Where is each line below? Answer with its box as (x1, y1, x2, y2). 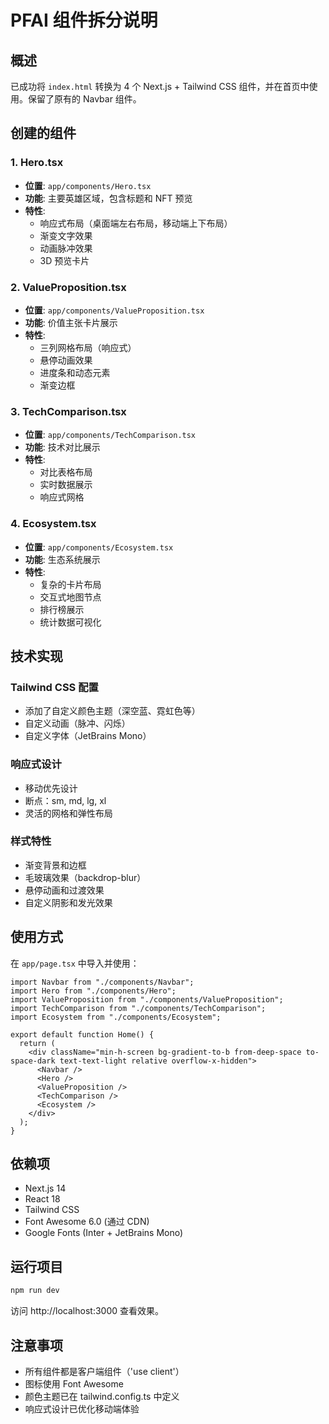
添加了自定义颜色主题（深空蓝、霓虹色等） (24, 705, 201, 717)
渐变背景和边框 (24, 859, 87, 871)
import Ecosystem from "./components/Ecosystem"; (10, 1012, 222, 1022)
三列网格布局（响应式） (39, 341, 137, 353)
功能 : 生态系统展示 (24, 553, 101, 565)
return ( (19, 1038, 56, 1048)
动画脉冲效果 (39, 242, 93, 254)
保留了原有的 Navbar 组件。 (27, 93, 142, 105)
